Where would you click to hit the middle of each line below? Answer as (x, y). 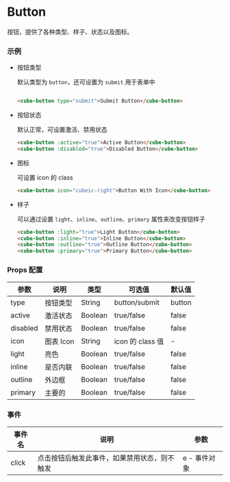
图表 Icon (59, 341)
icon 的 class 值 (139, 341)
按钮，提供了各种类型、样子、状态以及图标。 (70, 32)
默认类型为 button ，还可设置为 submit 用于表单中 (86, 82)
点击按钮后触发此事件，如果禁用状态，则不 (106, 458)
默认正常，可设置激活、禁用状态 (62, 130)
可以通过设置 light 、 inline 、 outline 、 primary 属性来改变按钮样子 (111, 219)
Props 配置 (25, 270)
